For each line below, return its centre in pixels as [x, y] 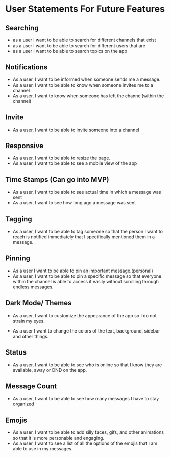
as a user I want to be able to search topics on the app [70, 51]
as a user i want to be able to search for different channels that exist [84, 40]
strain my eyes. [29, 321]
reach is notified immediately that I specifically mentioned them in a [83, 237]
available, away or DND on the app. [50, 370]
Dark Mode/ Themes [39, 303]
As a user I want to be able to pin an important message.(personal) [83, 271]
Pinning [18, 258]
